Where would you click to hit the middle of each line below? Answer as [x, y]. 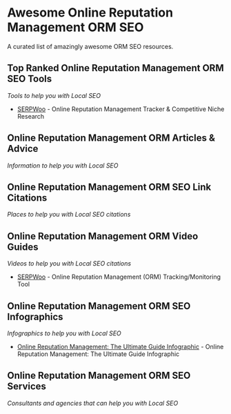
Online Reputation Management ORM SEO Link [109, 187]
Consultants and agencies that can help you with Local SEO [93, 403]
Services [27, 387]
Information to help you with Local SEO [63, 165]
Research [31, 116]
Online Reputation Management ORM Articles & [111, 138]
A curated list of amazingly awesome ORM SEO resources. [90, 46]
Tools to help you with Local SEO [54, 95]
